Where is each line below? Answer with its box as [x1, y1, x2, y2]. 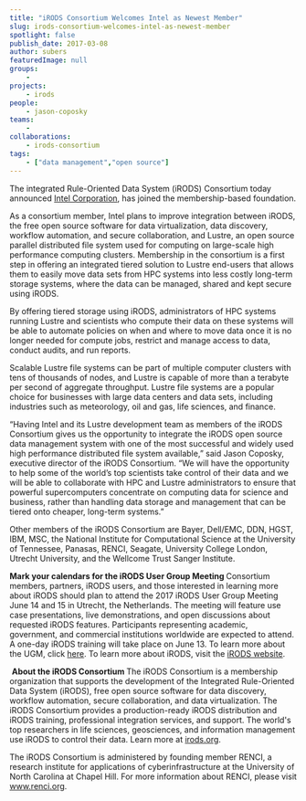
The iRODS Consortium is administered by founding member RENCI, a [9, 751, 272, 763]
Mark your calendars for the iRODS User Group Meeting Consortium [9, 570, 270, 581]
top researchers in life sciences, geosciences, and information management [9, 723, 295, 735]
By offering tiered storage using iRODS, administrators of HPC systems [9, 305, 277, 316]
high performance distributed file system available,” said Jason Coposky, [9, 448, 285, 458]
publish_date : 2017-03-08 [9, 38, 108, 48]
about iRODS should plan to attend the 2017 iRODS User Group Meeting [9, 590, 279, 601]
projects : [9, 81, 47, 90]
